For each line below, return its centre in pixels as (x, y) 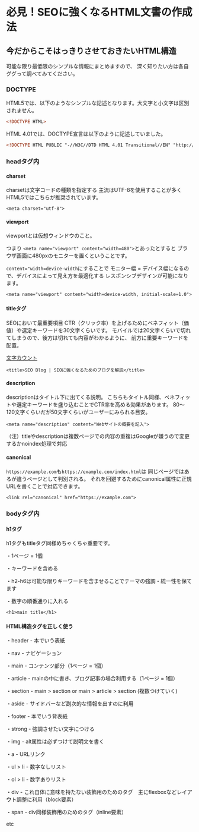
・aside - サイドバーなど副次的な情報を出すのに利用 (70, 704)
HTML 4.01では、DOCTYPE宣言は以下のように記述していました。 (86, 134)
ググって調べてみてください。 (42, 74)
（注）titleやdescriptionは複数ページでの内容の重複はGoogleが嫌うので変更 (98, 436)
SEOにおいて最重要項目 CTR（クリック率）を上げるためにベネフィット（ (95, 323)
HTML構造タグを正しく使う (40, 626)
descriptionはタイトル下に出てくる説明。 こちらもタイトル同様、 (85, 397)
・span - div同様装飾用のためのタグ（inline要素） (67, 812)
